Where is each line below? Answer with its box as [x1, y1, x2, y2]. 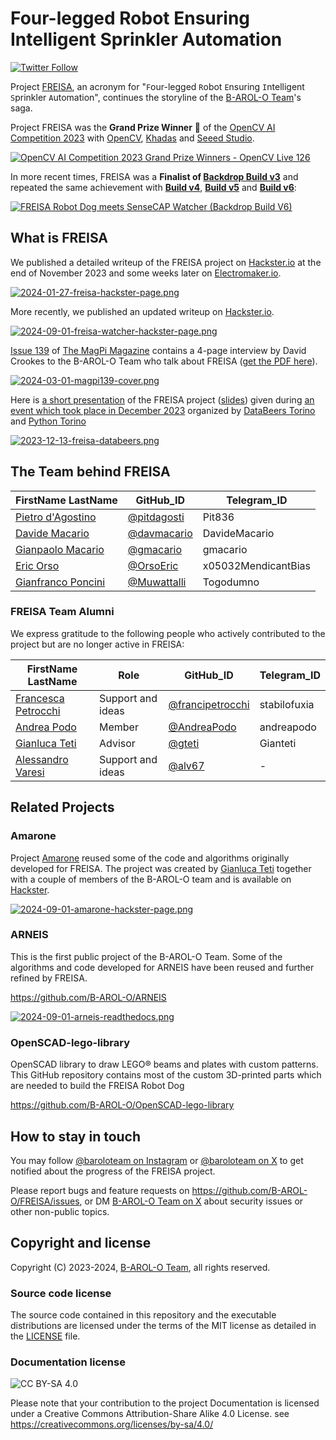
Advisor [99, 736, 136, 750]
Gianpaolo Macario [15, 542, 105, 556]
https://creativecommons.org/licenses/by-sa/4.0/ [10, 1418, 214, 1431]
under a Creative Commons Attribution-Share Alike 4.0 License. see [10, 1408, 290, 1420]
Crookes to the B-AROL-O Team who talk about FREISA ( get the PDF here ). [10, 355, 318, 367]
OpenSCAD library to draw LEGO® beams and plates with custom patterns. [10, 1058, 319, 1071]
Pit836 [202, 510, 235, 524]
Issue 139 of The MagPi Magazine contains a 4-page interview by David [10, 344, 307, 356]
